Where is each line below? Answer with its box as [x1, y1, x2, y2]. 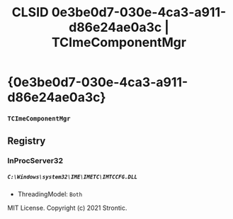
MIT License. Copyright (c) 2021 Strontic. [7, 203, 127, 213]
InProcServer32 [7, 156, 64, 166]
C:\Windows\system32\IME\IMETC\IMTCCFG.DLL [7, 174, 138, 181]
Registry [7, 135, 46, 147]
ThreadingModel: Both [17, 190, 83, 198]
